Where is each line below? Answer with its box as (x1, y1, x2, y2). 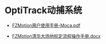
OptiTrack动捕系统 (5, 5, 82, 16)
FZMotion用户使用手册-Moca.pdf (12, 22, 81, 28)
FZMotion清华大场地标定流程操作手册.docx (12, 33, 101, 39)
